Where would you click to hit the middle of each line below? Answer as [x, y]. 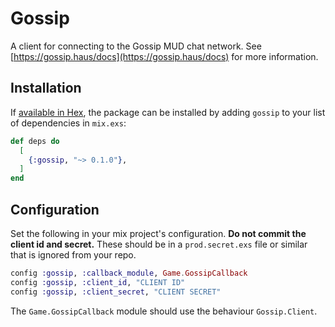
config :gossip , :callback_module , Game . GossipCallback [129, 273]
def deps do [35, 141]
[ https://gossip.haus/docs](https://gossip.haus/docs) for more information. [164, 56]
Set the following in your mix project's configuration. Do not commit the [158, 233]
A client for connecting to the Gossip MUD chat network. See [136, 46]
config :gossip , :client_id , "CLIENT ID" [98, 282]
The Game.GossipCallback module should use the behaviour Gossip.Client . [164, 311]
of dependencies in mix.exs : [68, 123]
